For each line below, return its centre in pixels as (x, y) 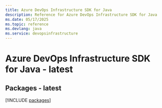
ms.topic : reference (27, 24)
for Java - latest (39, 69)
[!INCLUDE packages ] (28, 100)
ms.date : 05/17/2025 (27, 19)
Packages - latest (33, 88)
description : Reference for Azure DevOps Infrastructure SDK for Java (81, 15)
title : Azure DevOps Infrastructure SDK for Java (59, 10)
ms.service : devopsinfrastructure (42, 33)
